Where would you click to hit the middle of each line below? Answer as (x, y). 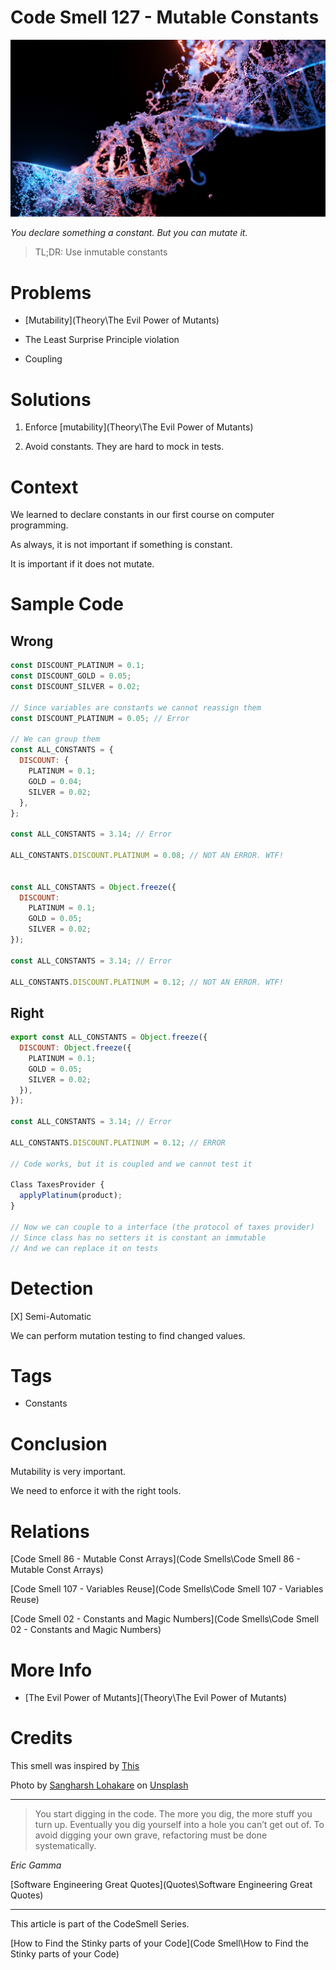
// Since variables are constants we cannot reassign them (136, 707)
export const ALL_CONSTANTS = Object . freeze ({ (109, 1037)
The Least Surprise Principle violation (102, 340)
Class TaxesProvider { (57, 1185)
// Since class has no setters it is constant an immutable (138, 1237)
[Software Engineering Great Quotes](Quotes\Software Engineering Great (161, 1885)
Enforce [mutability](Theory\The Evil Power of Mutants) (139, 427)
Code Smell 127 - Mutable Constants (165, 17)
